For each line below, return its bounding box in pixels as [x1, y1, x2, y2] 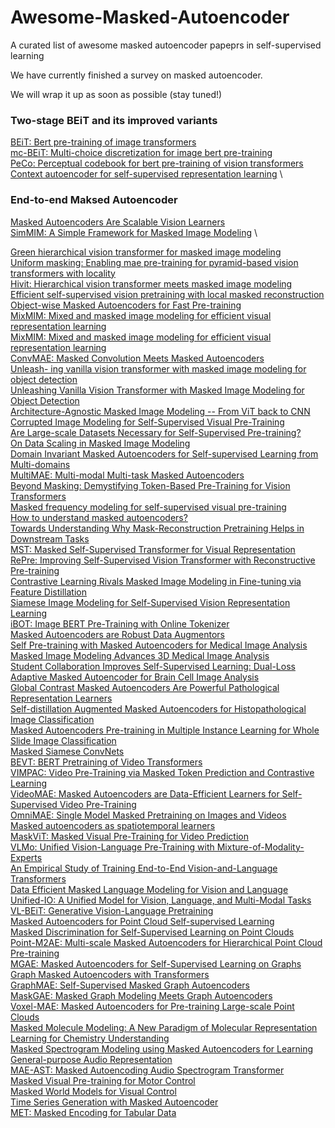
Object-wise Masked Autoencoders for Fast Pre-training [10, 299, 242, 311]
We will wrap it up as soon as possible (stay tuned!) [10, 88, 223, 100]
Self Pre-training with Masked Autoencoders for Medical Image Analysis [10, 639, 308, 651]
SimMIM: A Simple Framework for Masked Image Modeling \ [10, 226, 258, 238]
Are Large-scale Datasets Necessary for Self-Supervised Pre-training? [10, 426, 302, 438]
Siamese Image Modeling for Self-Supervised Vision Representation [10, 596, 291, 608]
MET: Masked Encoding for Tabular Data [10, 1106, 177, 1118]
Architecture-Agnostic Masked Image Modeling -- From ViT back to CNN [10, 405, 311, 417]
